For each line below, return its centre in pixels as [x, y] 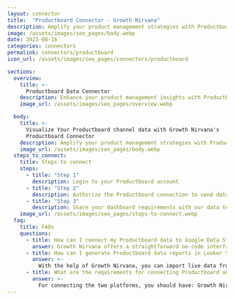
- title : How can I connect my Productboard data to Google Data [122, 240]
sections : [22, 72]
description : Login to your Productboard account [106, 181]
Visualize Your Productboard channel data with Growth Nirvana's [122, 130]
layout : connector [34, 14]
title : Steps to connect [56, 162]
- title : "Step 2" [52, 188]
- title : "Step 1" [52, 175]
